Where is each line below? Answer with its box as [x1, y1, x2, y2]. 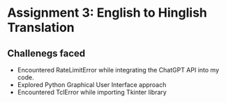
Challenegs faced [7, 47, 86, 59]
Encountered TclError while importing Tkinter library [17, 88, 167, 96]
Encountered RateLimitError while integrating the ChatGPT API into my [17, 66, 220, 74]
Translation [7, 19, 75, 35]
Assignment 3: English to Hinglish [7, 5, 208, 21]
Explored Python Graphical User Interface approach [17, 81, 167, 88]
